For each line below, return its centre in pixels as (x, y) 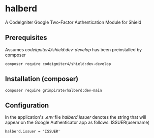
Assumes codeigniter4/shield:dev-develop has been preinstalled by (74, 49)
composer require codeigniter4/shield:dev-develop (58, 64)
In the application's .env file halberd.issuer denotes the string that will (76, 117)
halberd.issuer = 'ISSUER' (33, 132)
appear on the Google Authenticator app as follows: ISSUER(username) (77, 122)
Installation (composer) (42, 79)
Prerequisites (26, 38)
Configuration (27, 105)
